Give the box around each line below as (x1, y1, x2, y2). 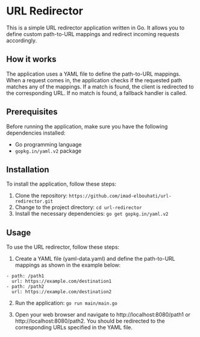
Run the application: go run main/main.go (14, 299, 117, 307)
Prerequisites (6, 107, 58, 117)
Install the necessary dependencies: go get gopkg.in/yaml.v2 (14, 210, 169, 217)
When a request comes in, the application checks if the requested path (6, 76, 183, 83)
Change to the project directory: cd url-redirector (14, 204, 142, 211)
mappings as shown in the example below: (14, 261, 121, 269)
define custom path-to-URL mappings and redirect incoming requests (6, 30, 180, 37)
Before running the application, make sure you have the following (6, 123, 168, 130)
